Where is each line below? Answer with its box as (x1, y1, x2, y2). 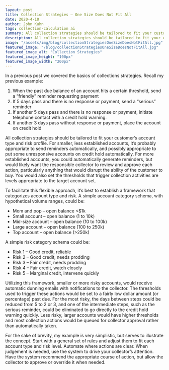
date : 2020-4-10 (5, 17, 39, 22)
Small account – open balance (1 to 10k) (12, 213, 95, 219)
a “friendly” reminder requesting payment (12, 93, 99, 99)
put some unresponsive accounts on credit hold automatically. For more (5, 151, 154, 157)
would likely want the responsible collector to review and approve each (5, 162, 152, 168)
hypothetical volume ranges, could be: (5, 198, 85, 204)
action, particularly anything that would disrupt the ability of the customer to (5, 167, 163, 173)
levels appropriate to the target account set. (5, 178, 96, 184)
